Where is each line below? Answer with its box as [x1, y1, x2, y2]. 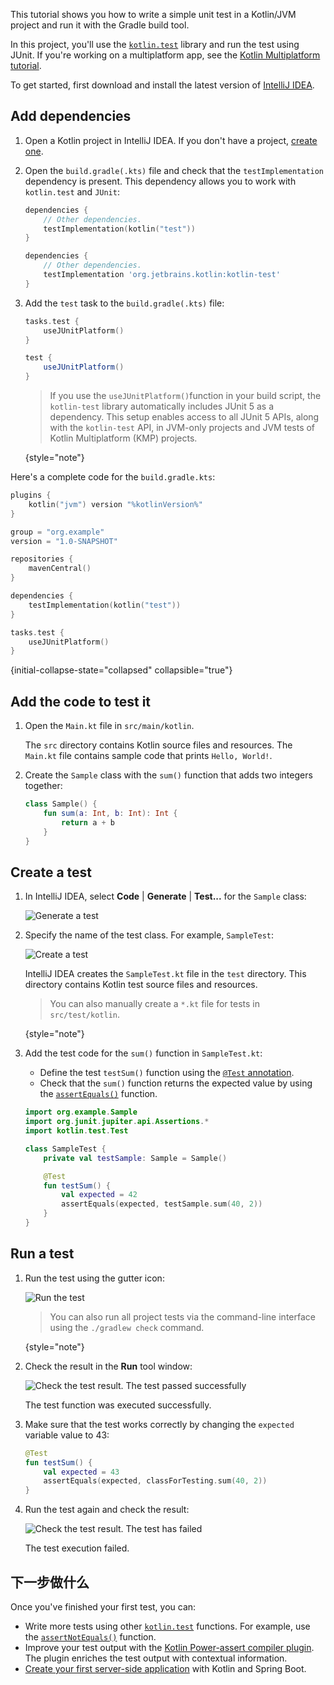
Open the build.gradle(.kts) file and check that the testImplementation [24, 164, 325, 176]
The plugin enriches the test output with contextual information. [24, 1652, 288, 1664]
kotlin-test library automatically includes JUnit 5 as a [49, 400, 275, 413]
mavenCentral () [28, 564, 92, 574]
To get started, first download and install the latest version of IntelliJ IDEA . [10, 79, 315, 91]
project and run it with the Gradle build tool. [10, 19, 190, 31]
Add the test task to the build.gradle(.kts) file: [24, 297, 225, 309]
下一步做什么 [10, 1574, 90, 1591]
